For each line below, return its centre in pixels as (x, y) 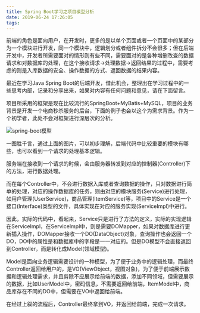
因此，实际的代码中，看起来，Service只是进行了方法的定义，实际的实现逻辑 (99, 219)
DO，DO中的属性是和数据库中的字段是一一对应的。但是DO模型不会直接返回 (99, 241)
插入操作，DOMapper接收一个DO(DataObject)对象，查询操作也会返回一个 (101, 234)
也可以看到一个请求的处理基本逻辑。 (61, 151)
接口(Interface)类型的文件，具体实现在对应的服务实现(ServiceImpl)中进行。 (98, 206)
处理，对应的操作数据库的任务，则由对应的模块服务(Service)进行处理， (103, 191)
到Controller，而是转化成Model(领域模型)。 (59, 249)
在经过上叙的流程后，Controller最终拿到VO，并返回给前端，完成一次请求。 (98, 304)
